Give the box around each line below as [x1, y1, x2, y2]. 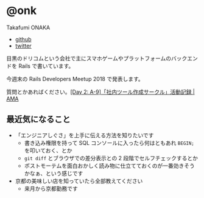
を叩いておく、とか [24, 147, 72, 154]
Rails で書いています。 [18, 62, 74, 69]
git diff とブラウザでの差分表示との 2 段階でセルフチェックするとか [24, 154, 199, 161]
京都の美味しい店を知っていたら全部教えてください [15, 177, 143, 185]
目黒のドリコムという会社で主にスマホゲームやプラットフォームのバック [6, 54, 188, 62]
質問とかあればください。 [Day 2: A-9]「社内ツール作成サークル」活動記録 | [6, 88, 195, 95]
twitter [15, 42, 32, 49]
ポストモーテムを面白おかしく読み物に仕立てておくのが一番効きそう [24, 162, 195, 169]
